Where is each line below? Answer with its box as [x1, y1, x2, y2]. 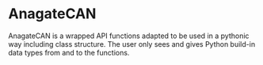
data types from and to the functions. [8, 48, 130, 57]
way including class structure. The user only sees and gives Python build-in [8, 39, 256, 48]
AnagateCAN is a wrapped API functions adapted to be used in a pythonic [8, 31, 250, 40]
